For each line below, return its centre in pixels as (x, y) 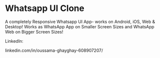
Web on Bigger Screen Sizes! (34, 32)
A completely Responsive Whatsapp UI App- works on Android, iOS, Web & (80, 22)
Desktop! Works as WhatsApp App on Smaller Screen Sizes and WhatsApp (80, 26)
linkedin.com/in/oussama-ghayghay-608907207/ (54, 50)
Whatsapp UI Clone (45, 8)
